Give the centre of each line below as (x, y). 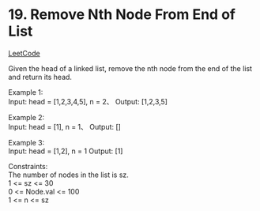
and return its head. (40, 77)
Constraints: (28, 166)
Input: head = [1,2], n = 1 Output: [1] (66, 151)
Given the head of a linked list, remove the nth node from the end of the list (130, 68)
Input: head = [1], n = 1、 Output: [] (64, 126)
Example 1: (26, 92)
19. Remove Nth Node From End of (122, 15)
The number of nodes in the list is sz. (68, 175)
